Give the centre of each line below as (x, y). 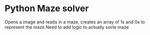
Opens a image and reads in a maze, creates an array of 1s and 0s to (75, 22)
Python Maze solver (47, 9)
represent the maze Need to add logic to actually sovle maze (67, 27)
